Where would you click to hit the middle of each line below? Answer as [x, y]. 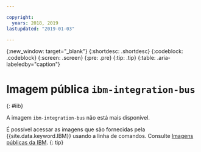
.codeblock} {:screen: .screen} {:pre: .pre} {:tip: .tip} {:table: [81, 58]
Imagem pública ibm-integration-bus [101, 89]
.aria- [164, 58]
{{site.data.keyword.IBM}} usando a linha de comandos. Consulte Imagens [100, 136]
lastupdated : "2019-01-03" [41, 29]
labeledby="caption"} [33, 64]
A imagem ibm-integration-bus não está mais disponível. [78, 118]
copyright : [20, 17]
